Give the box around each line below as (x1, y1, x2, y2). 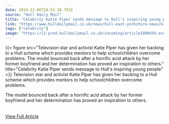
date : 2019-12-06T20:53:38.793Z (5, 7, 73, 13)
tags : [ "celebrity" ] (5, 26, 49, 31)
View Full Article (5, 113, 39, 119)
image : (5, 31, 19, 36)
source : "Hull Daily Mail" (5, 12, 62, 17)
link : (5, 21, 17, 27)
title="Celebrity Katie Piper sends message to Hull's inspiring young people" (5, 66, 163, 72)
